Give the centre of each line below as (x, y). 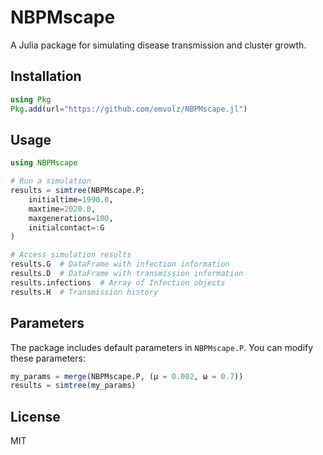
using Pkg (31, 99)
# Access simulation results (71, 255)
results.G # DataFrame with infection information (120, 264)
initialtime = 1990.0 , (71, 199)
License (35, 416)
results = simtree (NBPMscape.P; (77, 191)
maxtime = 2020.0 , (62, 209)
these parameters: (48, 358)
